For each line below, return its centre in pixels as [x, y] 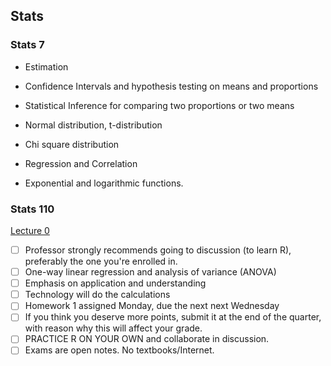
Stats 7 [27, 45]
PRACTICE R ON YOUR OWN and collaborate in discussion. [147, 339]
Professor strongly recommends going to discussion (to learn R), [158, 250]
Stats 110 [32, 209]
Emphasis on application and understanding [115, 283]
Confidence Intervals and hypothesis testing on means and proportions [171, 86]
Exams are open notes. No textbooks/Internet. [119, 350]
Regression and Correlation [81, 163]
